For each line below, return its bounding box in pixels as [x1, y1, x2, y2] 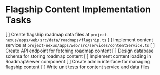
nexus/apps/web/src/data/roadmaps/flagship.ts [5, 37, 107, 43]
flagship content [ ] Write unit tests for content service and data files [5, 64, 150, 70]
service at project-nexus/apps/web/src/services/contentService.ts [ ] [5, 42, 155, 48]
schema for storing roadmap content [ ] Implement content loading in [5, 53, 151, 59]
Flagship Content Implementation [5, 4, 151, 15]
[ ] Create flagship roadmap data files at [5, 31, 90, 37]
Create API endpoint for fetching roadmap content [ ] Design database [5, 47, 154, 54]
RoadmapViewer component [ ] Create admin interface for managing [5, 58, 150, 64]
